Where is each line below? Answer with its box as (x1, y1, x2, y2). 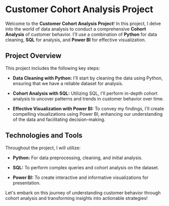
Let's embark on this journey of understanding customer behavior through (5, 190, 161, 196)
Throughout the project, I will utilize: (5, 144, 81, 151)
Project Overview (5, 51, 62, 60)
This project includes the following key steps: (5, 65, 100, 71)
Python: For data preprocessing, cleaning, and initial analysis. (12, 154, 143, 161)
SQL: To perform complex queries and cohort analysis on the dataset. (12, 164, 159, 170)
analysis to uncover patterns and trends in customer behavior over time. (12, 95, 164, 101)
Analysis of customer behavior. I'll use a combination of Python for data (5, 31, 157, 37)
